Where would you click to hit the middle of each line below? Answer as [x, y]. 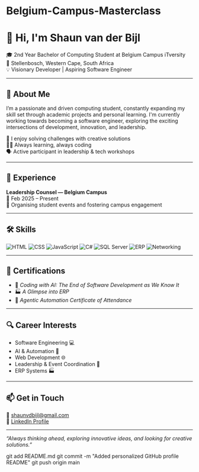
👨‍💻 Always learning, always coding [49, 145]
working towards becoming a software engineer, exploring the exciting [92, 121]
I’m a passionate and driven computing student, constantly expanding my [96, 108]
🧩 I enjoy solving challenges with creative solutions [68, 138]
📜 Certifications [36, 271]
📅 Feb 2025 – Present [33, 198]
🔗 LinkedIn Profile [28, 421]
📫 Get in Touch [35, 398]
